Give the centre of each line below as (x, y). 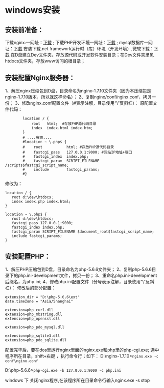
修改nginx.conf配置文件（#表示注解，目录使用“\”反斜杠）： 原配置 (87, 103)
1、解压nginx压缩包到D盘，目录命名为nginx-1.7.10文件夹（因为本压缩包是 (78, 90)
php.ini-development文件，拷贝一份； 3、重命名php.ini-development (88, 275)
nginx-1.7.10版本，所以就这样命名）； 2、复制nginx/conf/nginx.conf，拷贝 (78, 97)
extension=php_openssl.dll (33, 318)
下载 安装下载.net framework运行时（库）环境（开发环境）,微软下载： (84, 49)
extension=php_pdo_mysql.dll (35, 327)
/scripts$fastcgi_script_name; (37, 165)
